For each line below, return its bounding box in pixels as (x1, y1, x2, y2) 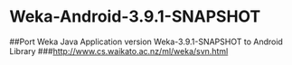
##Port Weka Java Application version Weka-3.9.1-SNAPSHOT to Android (9, 36, 283, 47)
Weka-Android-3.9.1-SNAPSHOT (9, 6, 261, 27)
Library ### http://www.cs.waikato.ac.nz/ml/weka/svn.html (9, 45, 229, 56)
